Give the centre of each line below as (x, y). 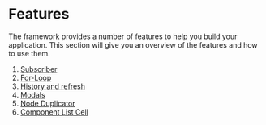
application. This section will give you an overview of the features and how (133, 44)
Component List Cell (54, 112)
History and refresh (53, 86)
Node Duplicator (47, 103)
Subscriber (39, 69)
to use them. (29, 53)
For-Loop (36, 77)
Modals (33, 94)
